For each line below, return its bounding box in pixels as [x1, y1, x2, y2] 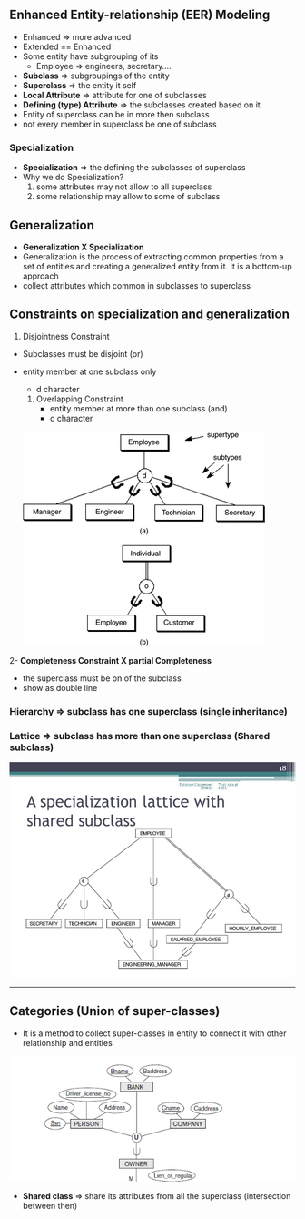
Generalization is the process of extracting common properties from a [22, 250, 284, 262]
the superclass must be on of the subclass [22, 673, 182, 684]
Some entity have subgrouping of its [22, 50, 159, 62]
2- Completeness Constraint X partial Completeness [9, 655, 212, 665]
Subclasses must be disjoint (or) [22, 348, 143, 359]
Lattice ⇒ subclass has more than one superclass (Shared [9, 729, 271, 742]
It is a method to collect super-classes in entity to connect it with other [22, 1028, 287, 1039]
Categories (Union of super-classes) [9, 1003, 221, 1019]
